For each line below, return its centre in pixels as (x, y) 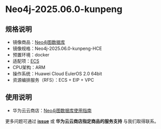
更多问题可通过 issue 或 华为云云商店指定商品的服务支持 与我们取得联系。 (82, 121)
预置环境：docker (31, 55)
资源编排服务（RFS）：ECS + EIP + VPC (53, 80)
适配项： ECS (26, 61)
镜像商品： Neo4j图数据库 (39, 42)
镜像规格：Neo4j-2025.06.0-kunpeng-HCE (57, 48)
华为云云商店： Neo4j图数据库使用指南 (52, 110)
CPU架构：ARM (29, 67)
